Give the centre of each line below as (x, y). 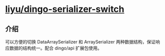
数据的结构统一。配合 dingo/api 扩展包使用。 (55, 48)
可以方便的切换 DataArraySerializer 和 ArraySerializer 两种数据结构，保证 (80, 42)
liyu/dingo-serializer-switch (65, 9)
